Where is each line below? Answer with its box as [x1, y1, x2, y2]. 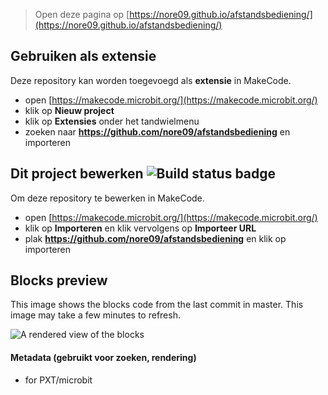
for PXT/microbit [24, 374, 93, 386]
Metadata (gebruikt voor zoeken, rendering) [10, 352, 197, 364]
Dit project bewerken [10, 165, 144, 183]
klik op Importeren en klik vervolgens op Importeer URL [24, 222, 257, 234]
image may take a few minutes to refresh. [10, 309, 181, 321]
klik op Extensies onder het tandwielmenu [24, 115, 200, 127]
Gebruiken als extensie [10, 48, 157, 65]
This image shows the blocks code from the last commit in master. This [10, 299, 304, 311]
